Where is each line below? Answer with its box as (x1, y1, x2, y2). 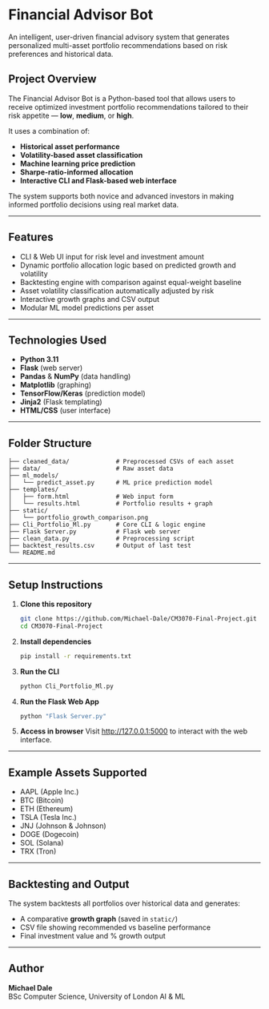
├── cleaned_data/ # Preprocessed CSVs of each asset (8, 458, 235, 466)
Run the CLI (19, 666, 60, 676)
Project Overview (8, 72, 97, 86)
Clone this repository (19, 599, 92, 609)
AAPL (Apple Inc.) (19, 787, 79, 797)
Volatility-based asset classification (19, 150, 143, 159)
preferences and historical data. (8, 49, 114, 58)
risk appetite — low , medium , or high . (8, 111, 134, 120)
